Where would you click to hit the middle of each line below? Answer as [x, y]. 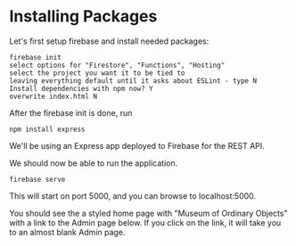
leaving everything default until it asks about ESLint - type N [133, 81]
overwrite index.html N [53, 96]
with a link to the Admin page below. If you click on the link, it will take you [145, 222]
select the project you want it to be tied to [97, 73]
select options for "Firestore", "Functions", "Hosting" [117, 65]
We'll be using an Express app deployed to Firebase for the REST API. [137, 145]
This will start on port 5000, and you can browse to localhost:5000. [133, 196]
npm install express [48, 129]
